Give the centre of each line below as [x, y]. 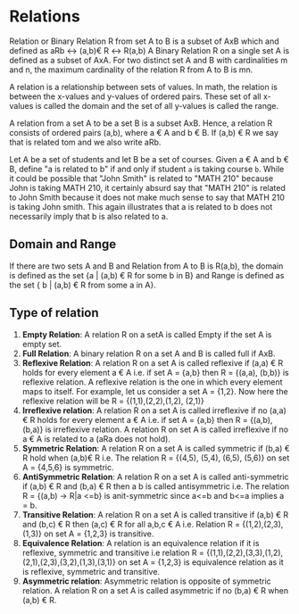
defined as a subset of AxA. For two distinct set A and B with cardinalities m [149, 60]
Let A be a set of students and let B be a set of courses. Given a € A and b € [149, 159]
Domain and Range [63, 244]
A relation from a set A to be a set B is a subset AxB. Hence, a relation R [141, 123]
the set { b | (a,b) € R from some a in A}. [83, 285]
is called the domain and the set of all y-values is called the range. [157, 105]
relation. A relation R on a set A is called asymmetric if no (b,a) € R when [155, 590]
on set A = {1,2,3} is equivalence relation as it [200, 562]
